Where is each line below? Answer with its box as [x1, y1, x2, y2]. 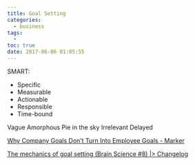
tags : [7, 29, 23, 36]
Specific [17, 80, 41, 89]
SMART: [7, 67, 30, 76]
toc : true [7, 42, 36, 49]
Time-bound [17, 109, 53, 118]
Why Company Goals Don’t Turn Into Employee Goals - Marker [7, 136, 185, 144]
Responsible [17, 102, 53, 111]
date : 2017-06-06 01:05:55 [7, 49, 85, 56]
